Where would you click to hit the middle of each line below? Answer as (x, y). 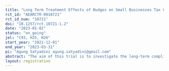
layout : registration (28, 61)
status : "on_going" (26, 33)
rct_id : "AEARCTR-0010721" (33, 14)
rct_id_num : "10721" (27, 19)
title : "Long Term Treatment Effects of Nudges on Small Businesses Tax (83, 10)
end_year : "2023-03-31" (30, 47)
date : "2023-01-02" (26, 28)
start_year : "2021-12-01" (32, 42)
